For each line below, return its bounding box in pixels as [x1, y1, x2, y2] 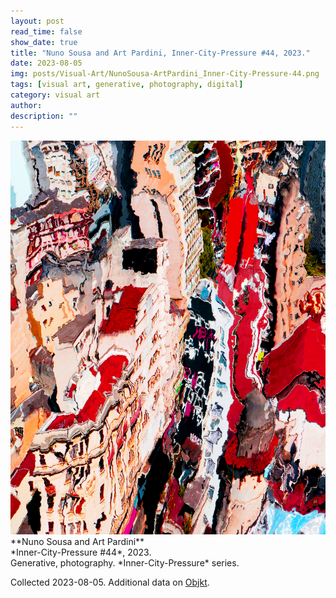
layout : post [10, 16, 65, 26]
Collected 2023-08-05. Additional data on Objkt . [10, 576, 210, 588]
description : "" [10, 111, 78, 121]
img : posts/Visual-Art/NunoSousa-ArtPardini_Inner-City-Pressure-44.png [10, 69, 320, 79]
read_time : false [10, 26, 83, 37]
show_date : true [10, 37, 78, 47]
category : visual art [10, 90, 101, 100]
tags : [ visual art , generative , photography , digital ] [10, 80, 244, 90]
